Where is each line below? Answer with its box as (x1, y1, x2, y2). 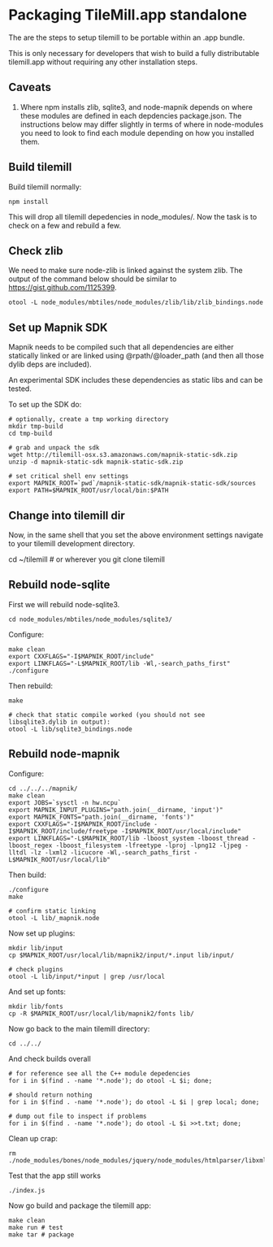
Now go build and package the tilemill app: (8, 1201, 152, 1210)
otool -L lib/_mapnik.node (8, 914, 100, 922)
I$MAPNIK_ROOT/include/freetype (8, 827, 118, 835)
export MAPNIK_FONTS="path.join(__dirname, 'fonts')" (8, 813, 195, 821)
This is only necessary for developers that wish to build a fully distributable (8, 48, 260, 58)
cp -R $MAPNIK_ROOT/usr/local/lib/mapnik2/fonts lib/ (8, 1010, 195, 1018)
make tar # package (8, 1230, 75, 1239)
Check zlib (8, 244, 63, 258)
